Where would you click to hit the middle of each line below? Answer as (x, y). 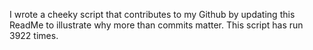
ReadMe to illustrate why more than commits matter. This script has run (156, 25)
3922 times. (34, 35)
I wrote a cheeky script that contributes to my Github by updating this (152, 14)
